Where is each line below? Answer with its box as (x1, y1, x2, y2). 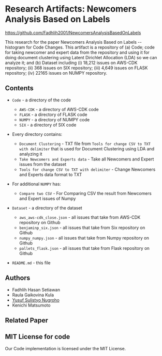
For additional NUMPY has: (12, 181, 61, 187)
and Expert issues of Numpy (19, 195, 76, 201)
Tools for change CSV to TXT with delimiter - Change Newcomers (19, 166, 156, 172)
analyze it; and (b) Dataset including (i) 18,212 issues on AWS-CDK (5, 60, 138, 65)
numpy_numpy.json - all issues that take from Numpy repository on (19, 235, 149, 241)
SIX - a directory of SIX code (19, 122, 76, 128)
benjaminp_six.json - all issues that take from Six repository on (19, 225, 146, 230)
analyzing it (19, 151, 43, 157)
